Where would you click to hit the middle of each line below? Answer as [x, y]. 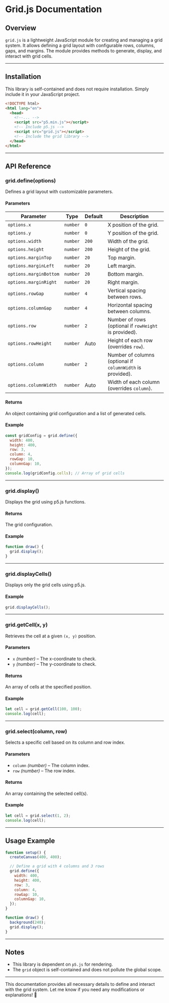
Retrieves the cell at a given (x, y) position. [51, 636]
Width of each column [134, 382]
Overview [21, 28]
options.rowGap [26, 294]
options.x [19, 225]
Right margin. [123, 282]
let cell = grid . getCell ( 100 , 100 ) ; [44, 709]
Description [135, 217]
